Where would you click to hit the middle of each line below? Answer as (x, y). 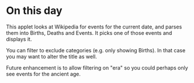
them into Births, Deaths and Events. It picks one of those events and (89, 33)
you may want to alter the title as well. (52, 56)
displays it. (19, 39)
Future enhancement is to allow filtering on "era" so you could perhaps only (97, 67)
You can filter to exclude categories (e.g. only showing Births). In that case (96, 50)
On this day (34, 11)
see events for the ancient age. (43, 74)
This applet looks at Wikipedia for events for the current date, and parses (94, 27)
